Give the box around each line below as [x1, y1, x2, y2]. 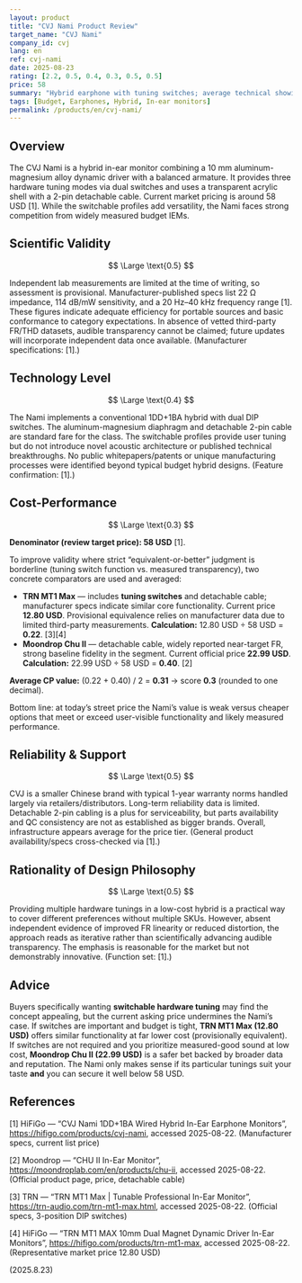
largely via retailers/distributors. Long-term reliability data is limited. [9, 798, 261, 809]
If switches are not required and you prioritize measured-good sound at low [9, 1039, 290, 1050]
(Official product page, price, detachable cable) [9, 1173, 186, 1184]
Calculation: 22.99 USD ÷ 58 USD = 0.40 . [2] [22, 658, 193, 668]
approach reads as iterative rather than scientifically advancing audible [9, 932, 272, 943]
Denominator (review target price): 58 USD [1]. [9, 536, 186, 547]
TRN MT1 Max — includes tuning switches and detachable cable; [22, 590, 267, 601]
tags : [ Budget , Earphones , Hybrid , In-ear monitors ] [9, 96, 211, 106]
